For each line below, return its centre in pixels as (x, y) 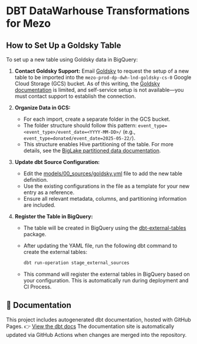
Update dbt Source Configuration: (57, 162)
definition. (36, 180)
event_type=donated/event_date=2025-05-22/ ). (79, 138)
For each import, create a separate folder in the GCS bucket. (97, 119)
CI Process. (37, 287)
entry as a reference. (49, 192)
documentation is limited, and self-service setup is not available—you (99, 90)
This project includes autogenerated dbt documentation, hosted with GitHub (99, 319)
